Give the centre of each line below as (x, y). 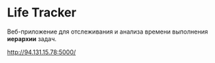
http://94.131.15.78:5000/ (42, 52)
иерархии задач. (32, 38)
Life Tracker (42, 13)
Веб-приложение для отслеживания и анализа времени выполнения (107, 32)
